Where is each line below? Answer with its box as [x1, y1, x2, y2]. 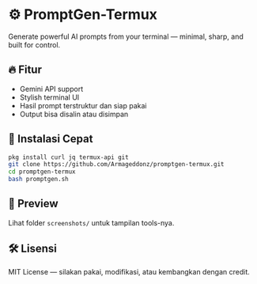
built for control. [8, 40, 61, 49]
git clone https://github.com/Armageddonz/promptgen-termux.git [8, 161, 225, 169]
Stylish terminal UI [19, 93, 80, 102]
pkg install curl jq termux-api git [8, 153, 129, 161]
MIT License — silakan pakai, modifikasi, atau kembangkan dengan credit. [8, 267, 251, 276]
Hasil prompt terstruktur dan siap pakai [19, 100, 147, 110]
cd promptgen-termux [8, 168, 77, 176]
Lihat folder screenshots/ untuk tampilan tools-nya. [8, 218, 175, 227]
